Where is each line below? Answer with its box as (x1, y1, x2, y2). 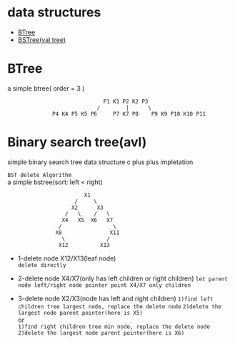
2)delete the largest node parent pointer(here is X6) (17, 329, 185, 336)
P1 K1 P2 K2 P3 (103, 98, 149, 105)
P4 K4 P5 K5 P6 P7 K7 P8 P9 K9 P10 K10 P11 (52, 110, 206, 118)
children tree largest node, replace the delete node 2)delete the (17, 303, 221, 310)
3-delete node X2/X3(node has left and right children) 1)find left (17, 294, 214, 303)
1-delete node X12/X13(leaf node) (17, 254, 116, 263)
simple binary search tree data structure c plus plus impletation (7, 158, 194, 166)
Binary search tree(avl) (7, 134, 147, 151)
